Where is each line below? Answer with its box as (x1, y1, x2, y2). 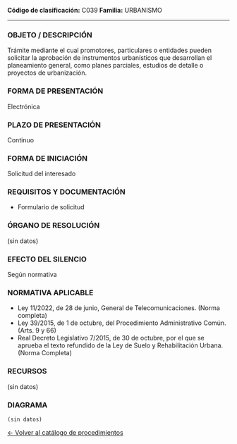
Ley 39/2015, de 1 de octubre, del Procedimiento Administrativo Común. (17, 319, 227, 327)
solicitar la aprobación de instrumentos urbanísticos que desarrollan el (7, 54, 212, 62)
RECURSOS (7, 366, 47, 376)
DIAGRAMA (7, 400, 48, 409)
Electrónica (7, 102, 40, 111)
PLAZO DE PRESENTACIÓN (7, 120, 101, 130)
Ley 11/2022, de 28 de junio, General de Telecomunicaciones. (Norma (17, 304, 221, 312)
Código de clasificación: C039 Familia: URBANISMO (7, 6, 162, 14)
